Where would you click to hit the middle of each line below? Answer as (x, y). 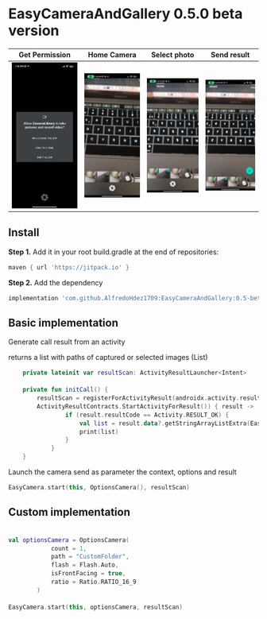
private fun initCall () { (66, 390)
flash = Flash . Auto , (85, 565)
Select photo (172, 55)
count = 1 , (69, 548)
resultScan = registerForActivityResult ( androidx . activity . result (149, 398)
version (34, 31)
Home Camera (112, 55)
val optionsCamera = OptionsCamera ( (69, 540)
